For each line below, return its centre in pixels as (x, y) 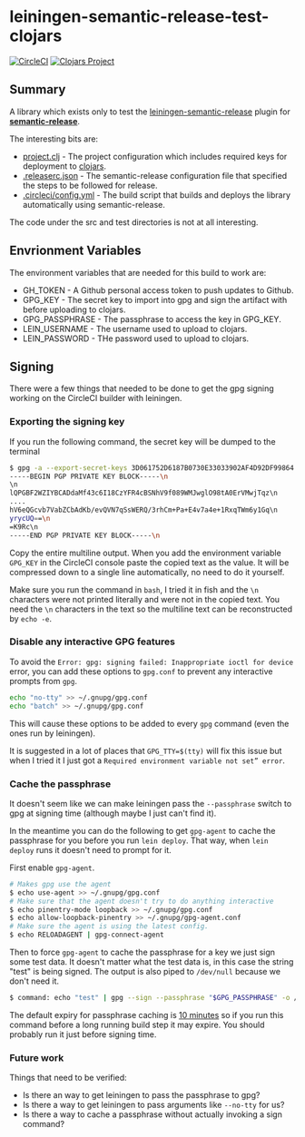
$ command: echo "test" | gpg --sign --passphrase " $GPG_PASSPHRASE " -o (150, 998)
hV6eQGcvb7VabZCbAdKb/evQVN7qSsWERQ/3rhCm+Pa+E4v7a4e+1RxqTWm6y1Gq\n (144, 510)
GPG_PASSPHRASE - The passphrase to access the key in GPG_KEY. (152, 319)
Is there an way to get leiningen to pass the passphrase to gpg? (141, 1095)
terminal (25, 451)
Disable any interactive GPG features (92, 642)
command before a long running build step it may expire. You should (137, 1024)
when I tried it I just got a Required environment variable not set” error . (148, 760)
